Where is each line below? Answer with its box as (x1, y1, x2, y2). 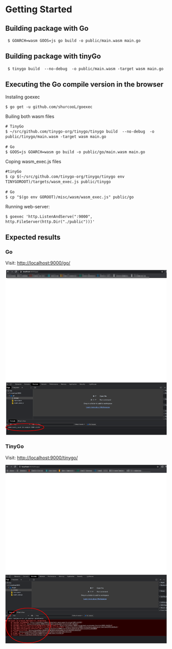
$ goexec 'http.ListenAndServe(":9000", (5, 214, 93, 219)
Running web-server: (5, 203, 50, 209)
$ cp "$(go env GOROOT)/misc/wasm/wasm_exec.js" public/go (5, 194, 134, 200)
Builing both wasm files (5, 113, 55, 119)
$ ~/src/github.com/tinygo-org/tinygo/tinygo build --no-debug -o (5, 129, 155, 134)
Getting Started (5, 4, 73, 15)
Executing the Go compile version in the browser (5, 80, 164, 89)
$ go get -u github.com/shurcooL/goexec (5, 104, 93, 110)
